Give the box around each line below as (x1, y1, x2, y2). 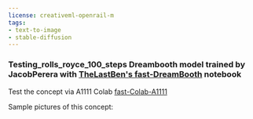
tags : (8, 19, 26, 27)
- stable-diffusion (8, 33, 72, 41)
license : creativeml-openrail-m (8, 11, 114, 20)
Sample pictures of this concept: (8, 102, 114, 111)
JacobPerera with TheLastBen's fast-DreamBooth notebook (8, 69, 242, 80)
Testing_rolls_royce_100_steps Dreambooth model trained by (8, 59, 246, 70)
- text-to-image (8, 26, 61, 34)
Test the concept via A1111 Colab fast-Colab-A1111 (8, 87, 167, 96)
